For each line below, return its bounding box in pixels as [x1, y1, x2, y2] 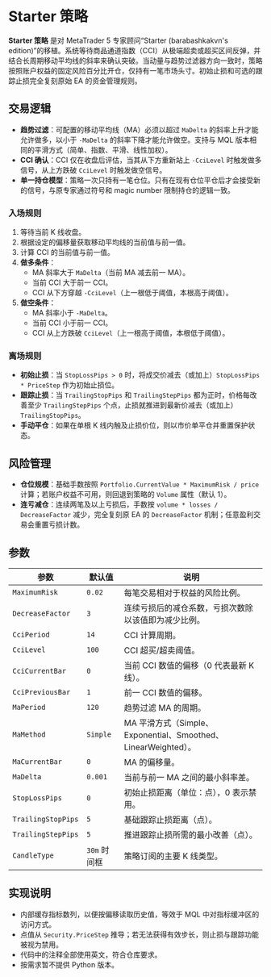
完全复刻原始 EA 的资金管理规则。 [29, 76, 142, 86]
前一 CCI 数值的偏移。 [123, 687, 207, 698]
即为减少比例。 [148, 614, 206, 625]
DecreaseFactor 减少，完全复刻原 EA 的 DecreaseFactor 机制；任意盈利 [19, 510, 254, 520]
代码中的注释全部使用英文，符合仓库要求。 [19, 950, 162, 959]
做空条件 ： [19, 298, 56, 307]
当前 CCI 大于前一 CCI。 [31, 278, 113, 287]
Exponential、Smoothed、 [123, 729, 224, 741]
